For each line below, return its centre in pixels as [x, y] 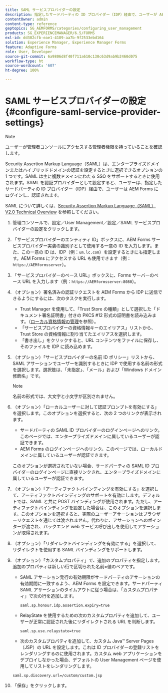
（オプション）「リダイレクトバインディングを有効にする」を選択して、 [85, 543]
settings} [25, 123]
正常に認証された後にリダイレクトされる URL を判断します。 [95, 621]
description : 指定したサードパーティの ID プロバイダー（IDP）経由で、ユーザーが [81, 15]
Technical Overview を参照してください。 [58, 212]
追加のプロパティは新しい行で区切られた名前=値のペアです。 [75, 566]
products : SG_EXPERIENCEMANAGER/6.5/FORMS [50, 33]
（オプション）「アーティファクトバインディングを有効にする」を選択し [85, 489]
